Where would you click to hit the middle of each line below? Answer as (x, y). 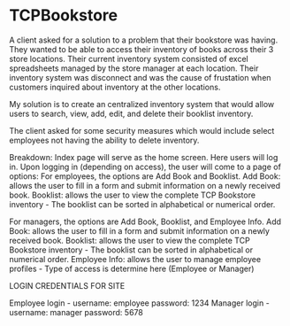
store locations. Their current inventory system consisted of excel (129, 58)
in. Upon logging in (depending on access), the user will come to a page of (145, 167)
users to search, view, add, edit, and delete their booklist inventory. (131, 113)
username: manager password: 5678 (76, 312)
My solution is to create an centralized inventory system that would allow (142, 104)
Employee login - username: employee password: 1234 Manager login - (139, 303)
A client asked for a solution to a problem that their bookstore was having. (144, 40)
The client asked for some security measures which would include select (142, 130)
